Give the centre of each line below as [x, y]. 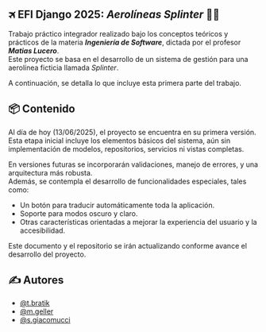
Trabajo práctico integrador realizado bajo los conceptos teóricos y [118, 33]
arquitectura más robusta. [50, 172]
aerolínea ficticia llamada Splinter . [64, 68]
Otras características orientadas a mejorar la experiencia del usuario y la [138, 222]
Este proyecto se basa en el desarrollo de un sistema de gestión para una [128, 59]
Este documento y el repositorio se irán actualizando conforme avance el [128, 245]
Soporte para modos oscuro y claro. [79, 213]
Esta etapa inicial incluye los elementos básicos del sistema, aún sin [120, 141]
